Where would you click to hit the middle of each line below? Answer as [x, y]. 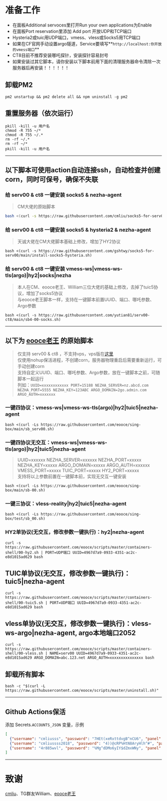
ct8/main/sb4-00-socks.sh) [33, 319]
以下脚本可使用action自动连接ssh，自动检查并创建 [83, 170]
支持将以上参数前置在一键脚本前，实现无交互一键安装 [72, 477]
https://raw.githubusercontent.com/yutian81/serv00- [94, 315]
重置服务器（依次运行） [41, 114]
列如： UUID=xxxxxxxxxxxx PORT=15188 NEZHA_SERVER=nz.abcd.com [83, 385]
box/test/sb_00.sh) [25, 519]
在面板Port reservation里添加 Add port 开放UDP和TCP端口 [72, 31]
